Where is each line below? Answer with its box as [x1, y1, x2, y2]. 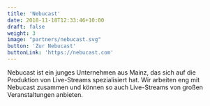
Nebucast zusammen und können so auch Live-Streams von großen [7, 83, 204, 91]
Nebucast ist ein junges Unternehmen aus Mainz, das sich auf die [7, 68, 197, 77]
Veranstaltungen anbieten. [7, 90, 84, 98]
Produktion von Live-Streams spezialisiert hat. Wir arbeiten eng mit [7, 75, 200, 84]
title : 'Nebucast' [7, 10, 61, 17]
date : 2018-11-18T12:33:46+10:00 [7, 17, 105, 24]
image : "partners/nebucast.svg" [7, 36, 101, 43]
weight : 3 [7, 29, 36, 37]
